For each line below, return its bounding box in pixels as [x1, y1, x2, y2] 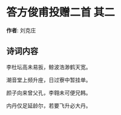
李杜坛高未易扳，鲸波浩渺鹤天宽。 [6, 63, 91, 70]
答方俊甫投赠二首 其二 [6, 5, 115, 19]
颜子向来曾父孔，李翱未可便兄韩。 [6, 89, 91, 96]
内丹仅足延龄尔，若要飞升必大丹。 [6, 102, 91, 109]
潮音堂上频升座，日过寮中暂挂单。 [6, 76, 91, 84]
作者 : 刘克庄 [6, 27, 36, 34]
